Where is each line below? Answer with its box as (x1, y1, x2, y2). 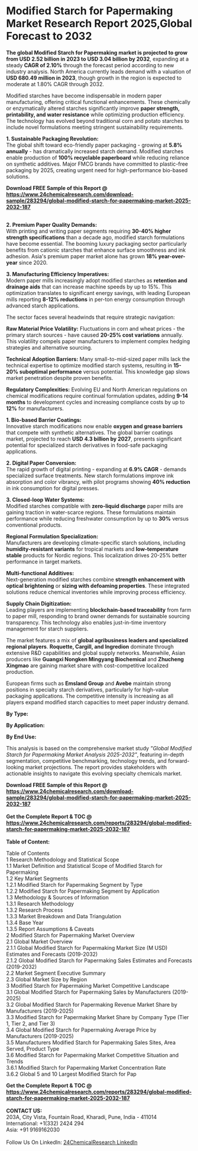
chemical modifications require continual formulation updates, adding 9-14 (6, 392, 189, 399)
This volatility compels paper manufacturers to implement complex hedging (6, 337, 190, 345)
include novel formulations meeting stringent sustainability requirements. (6, 123, 184, 131)
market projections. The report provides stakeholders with (25, 763, 167, 770)
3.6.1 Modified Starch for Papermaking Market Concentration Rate (6, 1064, 167, 1071)
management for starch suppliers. (6, 625, 89, 632)
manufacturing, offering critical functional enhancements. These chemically (6, 98, 191, 105)
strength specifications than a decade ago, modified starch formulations (6, 233, 185, 241)
